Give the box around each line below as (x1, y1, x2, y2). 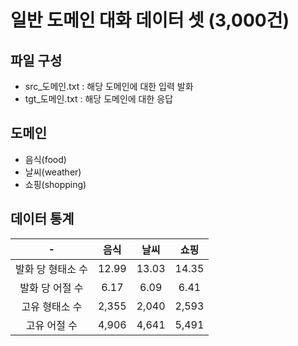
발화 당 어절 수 (19, 281, 84, 295)
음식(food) (24, 153, 67, 165)
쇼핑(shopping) (24, 178, 87, 190)
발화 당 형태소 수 (15, 262, 88, 276)
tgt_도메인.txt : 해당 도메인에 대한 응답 (24, 93, 174, 105)
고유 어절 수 (25, 318, 78, 332)
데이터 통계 (10, 211, 75, 228)
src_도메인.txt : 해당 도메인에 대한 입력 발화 (24, 81, 194, 92)
